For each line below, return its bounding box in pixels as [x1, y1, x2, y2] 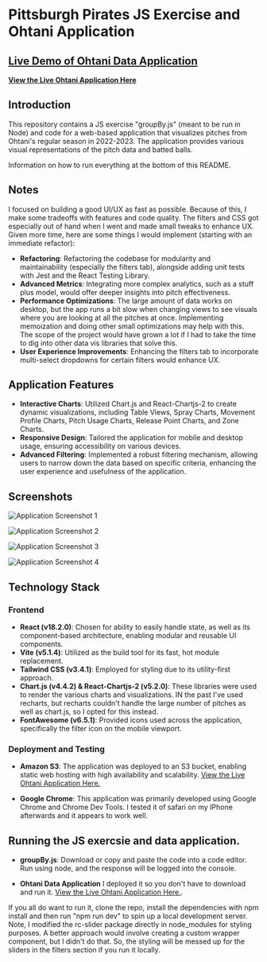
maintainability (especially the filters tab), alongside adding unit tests [19, 262, 245, 271]
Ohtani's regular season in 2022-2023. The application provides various [8, 136, 245, 146]
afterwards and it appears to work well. [19, 811, 149, 820]
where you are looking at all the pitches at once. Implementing [19, 313, 224, 322]
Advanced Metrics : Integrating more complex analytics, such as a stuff [19, 278, 254, 288]
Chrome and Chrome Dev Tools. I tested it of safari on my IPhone [19, 802, 233, 812]
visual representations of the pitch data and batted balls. [8, 145, 193, 154]
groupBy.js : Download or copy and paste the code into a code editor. [19, 855, 247, 865]
